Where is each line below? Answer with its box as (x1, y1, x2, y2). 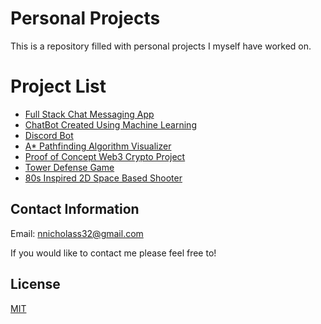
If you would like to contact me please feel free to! (10, 247, 217, 259)
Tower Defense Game (24, 161, 115, 173)
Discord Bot (24, 129, 74, 141)
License (10, 276, 61, 293)
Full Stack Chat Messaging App (24, 108, 155, 120)
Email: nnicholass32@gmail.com (10, 227, 144, 239)
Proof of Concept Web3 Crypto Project (24, 150, 186, 162)
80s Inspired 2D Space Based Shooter (24, 172, 183, 184)
